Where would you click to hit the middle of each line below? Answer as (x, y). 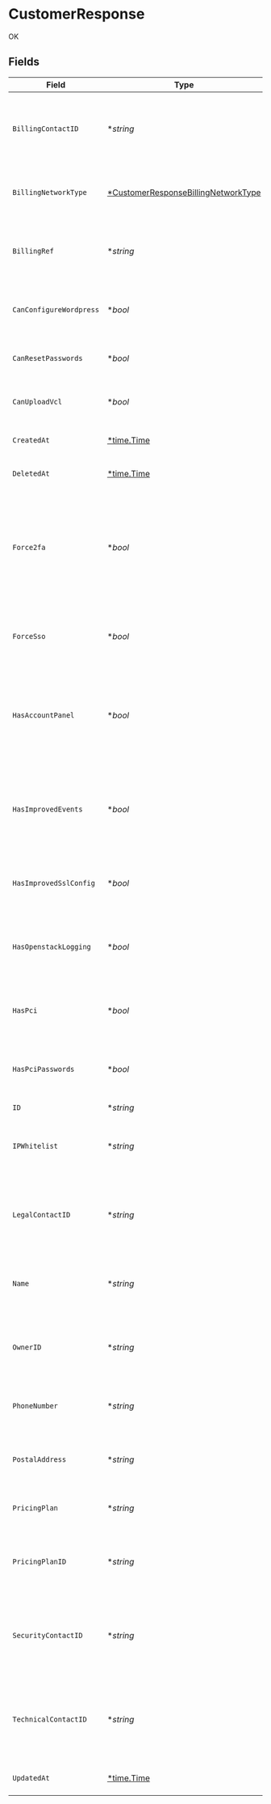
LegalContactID (42, 1215)
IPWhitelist (35, 1146)
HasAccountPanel (44, 715)
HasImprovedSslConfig (54, 883)
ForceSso (29, 636)
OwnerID (27, 1347)
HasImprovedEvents (48, 809)
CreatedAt (31, 440)
